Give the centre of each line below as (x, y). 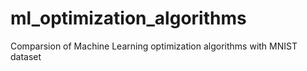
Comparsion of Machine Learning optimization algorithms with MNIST (154, 46)
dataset (26, 56)
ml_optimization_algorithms (128, 18)
